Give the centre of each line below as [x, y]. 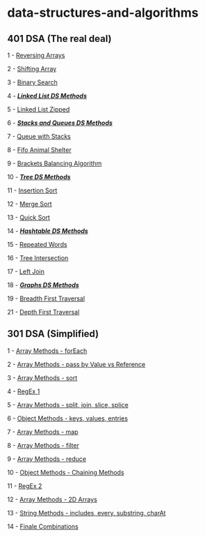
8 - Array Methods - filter [43, 445]
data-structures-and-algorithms [103, 13]
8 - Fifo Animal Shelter [39, 150]
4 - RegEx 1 [24, 391]
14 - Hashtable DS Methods [48, 231]
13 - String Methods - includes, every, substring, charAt [87, 513]
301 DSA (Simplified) [53, 334]
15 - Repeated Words [37, 244]
